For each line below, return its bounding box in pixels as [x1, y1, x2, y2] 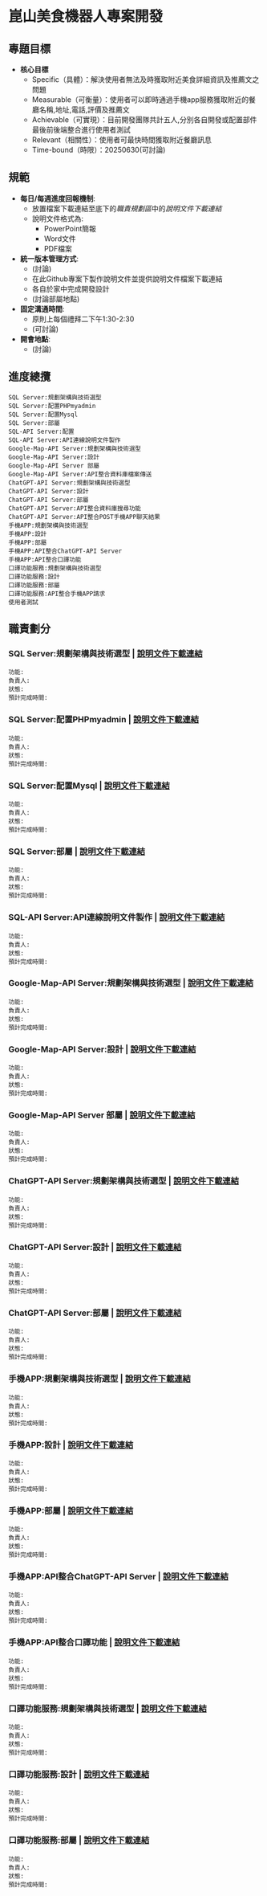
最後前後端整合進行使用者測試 [31, 125, 131, 134]
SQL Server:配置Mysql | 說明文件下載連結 [8, 780, 170, 791]
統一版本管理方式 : [19, 254, 79, 264]
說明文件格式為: [31, 214, 84, 223]
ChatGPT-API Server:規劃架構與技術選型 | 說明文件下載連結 [8, 1175, 239, 1187]
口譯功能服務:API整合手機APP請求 [8, 590, 106, 598]
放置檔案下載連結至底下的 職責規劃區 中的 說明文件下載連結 [31, 203, 222, 213]
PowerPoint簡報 [43, 223, 96, 233]
